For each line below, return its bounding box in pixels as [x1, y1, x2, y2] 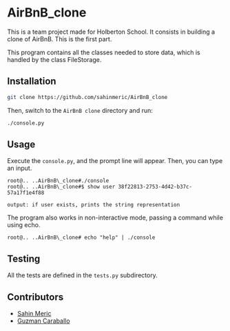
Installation [7, 76, 56, 87]
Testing [7, 253, 41, 264]
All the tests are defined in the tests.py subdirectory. [7, 271, 158, 279]
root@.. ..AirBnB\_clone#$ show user [7, 184, 116, 191]
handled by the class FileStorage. [7, 55, 102, 63]
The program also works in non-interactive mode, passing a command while [7, 213, 224, 222]
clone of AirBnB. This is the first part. [7, 34, 112, 43]
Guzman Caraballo [17, 317, 70, 325]
